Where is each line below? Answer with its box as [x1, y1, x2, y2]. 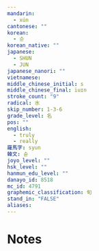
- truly [13, 131, 36, 138]
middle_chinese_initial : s [7, 80, 84, 87]
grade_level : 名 [7, 112, 53, 119]
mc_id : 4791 [7, 183, 41, 190]
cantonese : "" [7, 23, 48, 30]
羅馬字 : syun [7, 144, 41, 151]
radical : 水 [7, 100, 40, 107]
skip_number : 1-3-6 [7, 106, 63, 113]
